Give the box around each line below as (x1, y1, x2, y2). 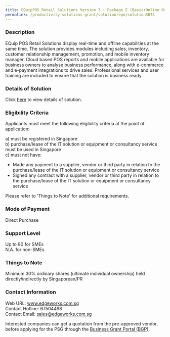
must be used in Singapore (5, 147, 62, 153)
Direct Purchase (5, 217, 39, 223)
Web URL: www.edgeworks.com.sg (5, 300, 79, 306)
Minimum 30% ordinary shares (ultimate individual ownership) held (5, 271, 145, 277)
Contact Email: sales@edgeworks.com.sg (5, 311, 92, 317)
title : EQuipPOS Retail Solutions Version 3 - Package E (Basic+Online (5, 7, 159, 13)
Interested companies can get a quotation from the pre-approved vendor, (5, 320, 158, 326)
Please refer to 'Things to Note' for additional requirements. (5, 193, 130, 199)
